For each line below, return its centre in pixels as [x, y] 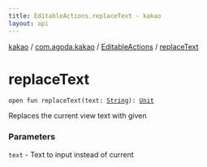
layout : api [28, 24]
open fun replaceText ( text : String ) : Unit [81, 101]
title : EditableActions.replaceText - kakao [85, 16]
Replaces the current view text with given [78, 116]
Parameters [32, 137]
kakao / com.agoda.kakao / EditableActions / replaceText [103, 46]
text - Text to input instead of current [71, 154]
